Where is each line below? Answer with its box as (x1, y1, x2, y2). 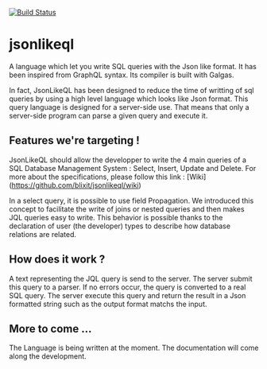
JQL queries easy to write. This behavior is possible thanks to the (9, 212, 223, 222)
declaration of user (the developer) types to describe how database (9, 221, 231, 231)
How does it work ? (9, 253, 106, 266)
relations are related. (9, 229, 77, 239)
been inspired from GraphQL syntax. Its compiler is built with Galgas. (9, 70, 234, 80)
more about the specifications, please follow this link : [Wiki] (9, 172, 207, 181)
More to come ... (9, 322, 92, 336)
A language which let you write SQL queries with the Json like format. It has (9, 61, 257, 71)
